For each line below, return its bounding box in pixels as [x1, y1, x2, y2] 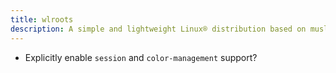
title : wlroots [10, 14, 74, 25]
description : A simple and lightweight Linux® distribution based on [10, 24, 307, 34]
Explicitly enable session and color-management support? [24, 51, 258, 63]
